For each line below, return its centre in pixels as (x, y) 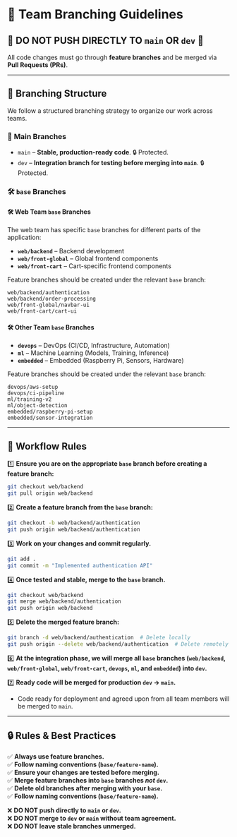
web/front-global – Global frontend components (88, 259)
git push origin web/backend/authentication (74, 529)
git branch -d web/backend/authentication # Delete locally (99, 638)
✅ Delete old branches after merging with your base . (85, 788)
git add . (22, 559)
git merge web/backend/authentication (64, 602)
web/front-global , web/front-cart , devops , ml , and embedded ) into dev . (107, 668)
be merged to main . (45, 706)
